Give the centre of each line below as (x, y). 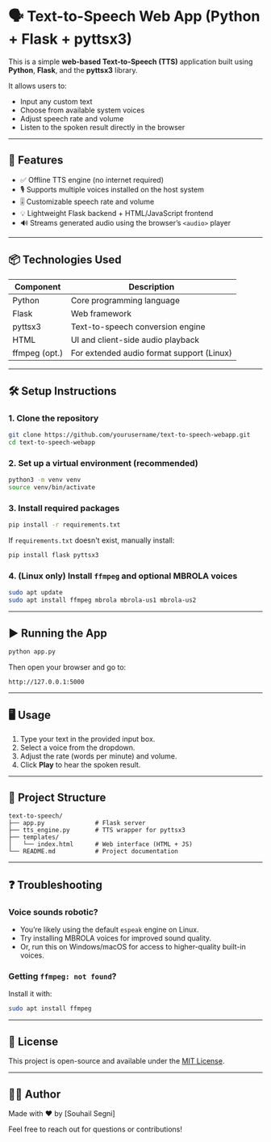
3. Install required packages (64, 508)
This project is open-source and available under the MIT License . (117, 1061)
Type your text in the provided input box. (88, 738)
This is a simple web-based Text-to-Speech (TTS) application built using (131, 61)
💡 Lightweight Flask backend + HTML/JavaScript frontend (117, 213)
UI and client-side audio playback (135, 340)
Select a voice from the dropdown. (77, 747)
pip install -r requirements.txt (65, 525)
